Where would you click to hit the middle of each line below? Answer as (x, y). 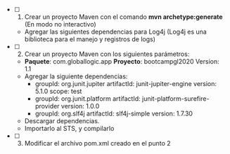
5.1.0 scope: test (58, 91)
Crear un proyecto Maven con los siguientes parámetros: (107, 54)
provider (47, 106)
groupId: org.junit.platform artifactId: (88, 99)
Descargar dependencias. (62, 121)
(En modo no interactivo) (60, 24)
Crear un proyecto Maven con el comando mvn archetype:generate (123, 17)
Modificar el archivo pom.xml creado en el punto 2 (97, 143)
